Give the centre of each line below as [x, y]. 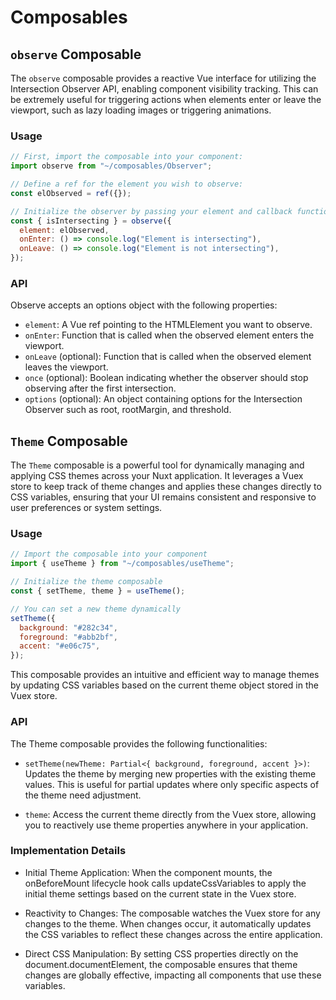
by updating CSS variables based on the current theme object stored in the [164, 685]
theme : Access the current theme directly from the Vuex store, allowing [170, 814]
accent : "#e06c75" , [60, 646]
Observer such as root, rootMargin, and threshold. [128, 410]
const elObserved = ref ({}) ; [71, 193]
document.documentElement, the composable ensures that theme [161, 964]
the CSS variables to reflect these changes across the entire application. [173, 934]
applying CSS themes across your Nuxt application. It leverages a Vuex [157, 476]
